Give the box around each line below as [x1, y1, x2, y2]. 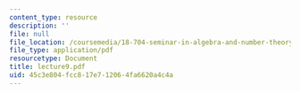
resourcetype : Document [9, 54, 98, 63]
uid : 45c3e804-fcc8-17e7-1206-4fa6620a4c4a [9, 71, 174, 80]
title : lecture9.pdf [9, 63, 87, 72]
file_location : [9, 37, 66, 47]
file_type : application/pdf [9, 46, 114, 55]
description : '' [9, 21, 70, 30]
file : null [9, 29, 50, 38]
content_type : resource [9, 12, 98, 22]
